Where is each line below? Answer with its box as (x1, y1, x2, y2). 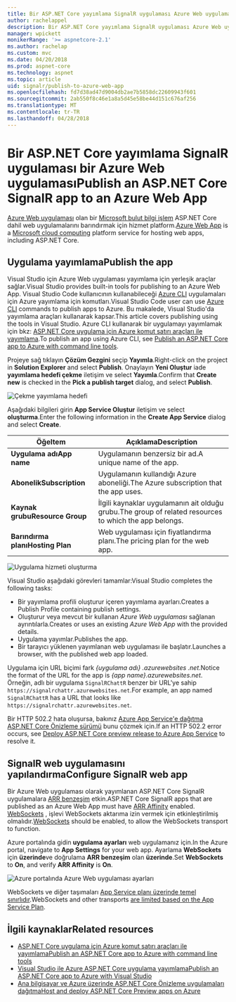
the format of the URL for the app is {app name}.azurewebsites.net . (7, 671, 203, 680)
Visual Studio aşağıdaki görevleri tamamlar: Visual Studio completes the (7, 576, 213, 585)
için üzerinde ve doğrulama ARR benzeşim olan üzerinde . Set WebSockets (7, 853, 223, 862)
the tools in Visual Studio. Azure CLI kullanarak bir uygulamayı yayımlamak (7, 319, 223, 328)
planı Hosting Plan (11, 540, 72, 550)
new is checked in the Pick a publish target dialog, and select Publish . (7, 378, 213, 387)
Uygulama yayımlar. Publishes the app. (17, 635, 129, 644)
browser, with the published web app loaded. (17, 650, 149, 659)
